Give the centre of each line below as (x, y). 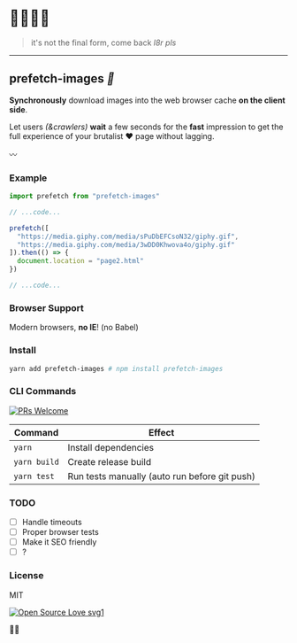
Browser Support (46, 307)
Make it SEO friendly (59, 542)
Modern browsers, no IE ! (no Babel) (74, 328)
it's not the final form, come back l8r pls (103, 43)
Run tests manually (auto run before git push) (162, 476)
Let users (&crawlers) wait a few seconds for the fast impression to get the (146, 127)
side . (19, 109)
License (27, 576)
